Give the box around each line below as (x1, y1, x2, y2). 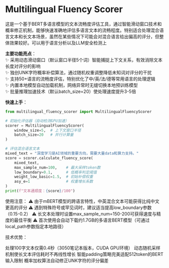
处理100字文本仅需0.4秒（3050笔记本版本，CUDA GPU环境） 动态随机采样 (5, 245, 161, 251)
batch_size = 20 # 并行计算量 (14, 132, 74, 137)
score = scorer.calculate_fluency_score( (5, 155, 94, 160)
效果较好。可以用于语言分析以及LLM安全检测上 (9, 39, 107, 46)
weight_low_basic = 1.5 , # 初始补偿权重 (14, 174, 93, 180)
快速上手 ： (5, 99, 28, 105)
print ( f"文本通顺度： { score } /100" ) (5, 188, 75, 194)
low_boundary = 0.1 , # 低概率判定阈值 (14, 170, 97, 175)
